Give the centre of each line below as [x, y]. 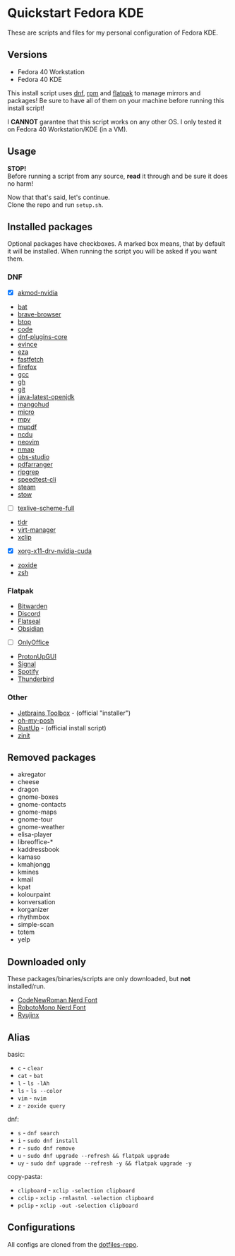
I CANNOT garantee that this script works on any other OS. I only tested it [115, 122]
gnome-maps [37, 812]
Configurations [41, 1227]
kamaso [29, 857]
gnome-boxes [38, 797]
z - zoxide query [41, 1105]
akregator [32, 774]
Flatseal [29, 621]
